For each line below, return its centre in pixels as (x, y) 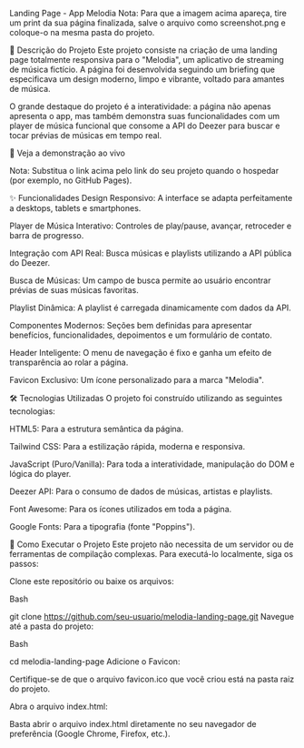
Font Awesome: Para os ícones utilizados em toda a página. (121, 509)
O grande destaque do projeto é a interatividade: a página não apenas (140, 106)
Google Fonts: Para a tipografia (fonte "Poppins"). (102, 526)
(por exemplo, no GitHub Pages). (71, 180)
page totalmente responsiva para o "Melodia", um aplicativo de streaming (147, 60)
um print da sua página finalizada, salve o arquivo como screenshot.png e (147, 23)
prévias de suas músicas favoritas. (74, 290)
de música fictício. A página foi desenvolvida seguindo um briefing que (142, 69)
